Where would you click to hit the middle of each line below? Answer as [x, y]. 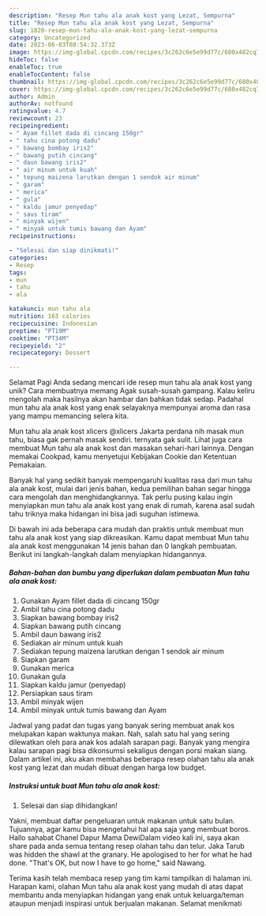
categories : [28, 258]
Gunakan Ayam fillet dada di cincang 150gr [90, 601]
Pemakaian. [28, 465]
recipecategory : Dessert [50, 353]
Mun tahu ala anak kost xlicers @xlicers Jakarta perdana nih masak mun [126, 431]
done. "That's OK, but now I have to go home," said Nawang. [108, 863]
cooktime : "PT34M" [39, 338]
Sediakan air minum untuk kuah [71, 643]
